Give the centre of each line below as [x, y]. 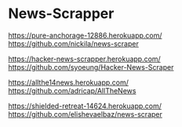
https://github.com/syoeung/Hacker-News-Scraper [91, 67]
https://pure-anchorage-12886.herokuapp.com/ [85, 35]
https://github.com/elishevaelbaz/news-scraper [85, 114]
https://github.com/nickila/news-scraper [73, 43]
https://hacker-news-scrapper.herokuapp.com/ [84, 59]
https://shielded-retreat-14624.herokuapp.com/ [85, 106]
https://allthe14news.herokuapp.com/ [69, 82]
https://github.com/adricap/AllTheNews [72, 90]
